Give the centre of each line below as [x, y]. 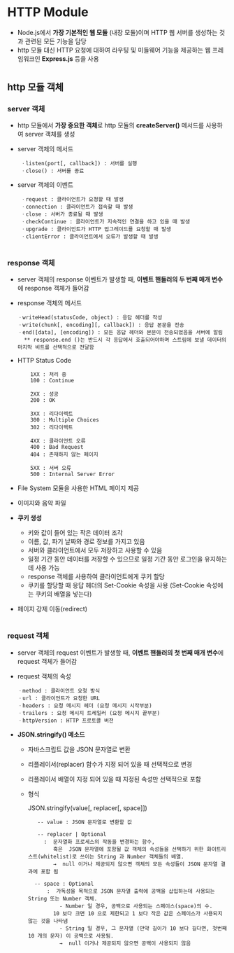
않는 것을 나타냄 [48, 921]
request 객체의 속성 [44, 676]
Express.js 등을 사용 [70, 58]
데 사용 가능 [44, 567]
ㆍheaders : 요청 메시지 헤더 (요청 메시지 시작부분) [85, 705]
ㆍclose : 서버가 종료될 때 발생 [62, 214]
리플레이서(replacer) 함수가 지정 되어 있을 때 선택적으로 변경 [110, 764]
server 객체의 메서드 [45, 149]
